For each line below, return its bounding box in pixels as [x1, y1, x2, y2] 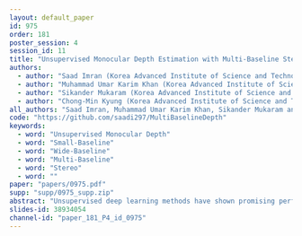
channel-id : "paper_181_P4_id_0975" [9, 213, 147, 223]
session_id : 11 [9, 47, 67, 56]
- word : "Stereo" [17, 163, 83, 172]
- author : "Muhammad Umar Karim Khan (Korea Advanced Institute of [17, 80, 276, 89]
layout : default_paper [9, 13, 94, 22]
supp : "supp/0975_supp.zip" [9, 188, 115, 197]
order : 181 [9, 30, 50, 39]
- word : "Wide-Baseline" [17, 146, 111, 155]
